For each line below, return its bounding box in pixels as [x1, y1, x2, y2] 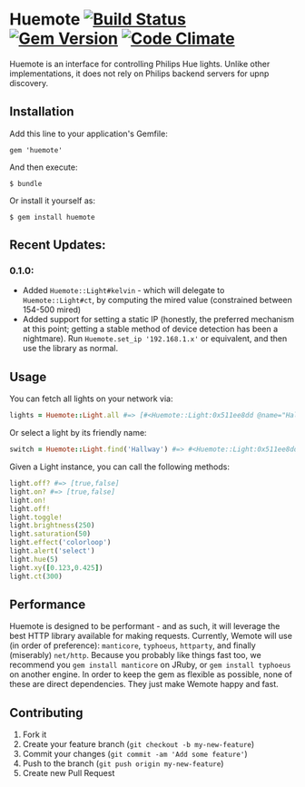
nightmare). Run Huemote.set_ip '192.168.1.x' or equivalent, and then [22, 333, 288, 344]
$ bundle [9, 179, 43, 188]
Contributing [9, 704, 84, 721]
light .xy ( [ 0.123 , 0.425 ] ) [9, 563, 103, 572]
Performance [9, 596, 86, 612]
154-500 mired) [22, 304, 82, 315]
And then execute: [9, 162, 78, 172]
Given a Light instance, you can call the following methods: [9, 461, 230, 472]
